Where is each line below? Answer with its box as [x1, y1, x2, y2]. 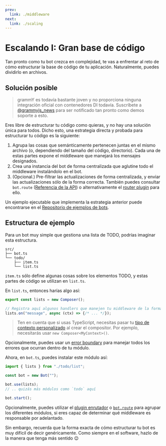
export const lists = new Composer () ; [5, 297, 85, 302]
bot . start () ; [5, 396, 32, 400]
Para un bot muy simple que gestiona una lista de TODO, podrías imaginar [5, 232, 156, 238]
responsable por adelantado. [5, 415, 64, 421]
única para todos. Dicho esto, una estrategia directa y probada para [5, 127, 143, 133]
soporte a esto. [17, 112, 48, 118]
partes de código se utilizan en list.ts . [5, 278, 86, 284]
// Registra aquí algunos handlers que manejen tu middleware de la [5, 306, 149, 311]
